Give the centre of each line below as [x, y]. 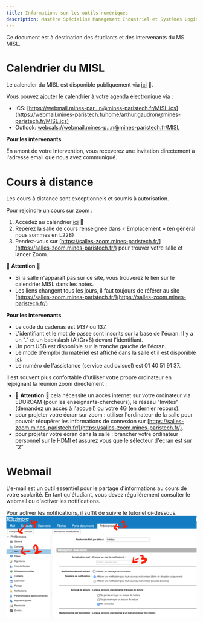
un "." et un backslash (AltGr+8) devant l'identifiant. [79, 340]
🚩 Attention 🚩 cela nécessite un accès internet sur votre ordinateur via [103, 395]
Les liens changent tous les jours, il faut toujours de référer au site [97, 291]
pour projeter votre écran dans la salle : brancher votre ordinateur [97, 434]
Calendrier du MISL [55, 68]
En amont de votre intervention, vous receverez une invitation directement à [101, 151]
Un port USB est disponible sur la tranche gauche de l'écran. [91, 346]
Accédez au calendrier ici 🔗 [49, 222]
